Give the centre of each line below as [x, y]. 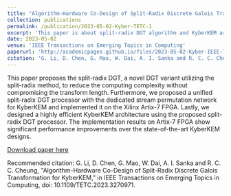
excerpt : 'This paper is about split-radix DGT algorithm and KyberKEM [112, 33]
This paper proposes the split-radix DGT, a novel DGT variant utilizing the [111, 78]
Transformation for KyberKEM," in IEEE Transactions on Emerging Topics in [113, 177]
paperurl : [21, 52]
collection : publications [44, 20]
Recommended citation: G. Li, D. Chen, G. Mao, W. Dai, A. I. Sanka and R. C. [114, 163]
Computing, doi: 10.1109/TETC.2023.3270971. [71, 185]
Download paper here [38, 149]
